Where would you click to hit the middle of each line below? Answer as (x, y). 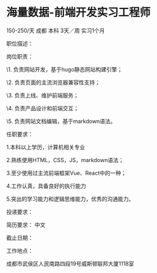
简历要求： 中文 (26, 225)
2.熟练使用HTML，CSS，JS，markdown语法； (65, 160)
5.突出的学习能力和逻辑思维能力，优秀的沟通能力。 (70, 199)
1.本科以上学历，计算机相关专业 (46, 147)
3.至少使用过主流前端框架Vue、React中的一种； (67, 173)
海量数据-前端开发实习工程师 (78, 12)
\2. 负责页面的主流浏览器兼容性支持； (53, 82)
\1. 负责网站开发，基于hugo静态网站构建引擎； (64, 69)
